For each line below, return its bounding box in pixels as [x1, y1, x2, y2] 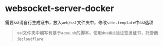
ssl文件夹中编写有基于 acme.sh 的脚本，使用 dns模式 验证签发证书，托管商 [17, 30, 159, 35]
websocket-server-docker [5, 3, 114, 14]
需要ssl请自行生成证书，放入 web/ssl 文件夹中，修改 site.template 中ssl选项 [5, 19, 154, 25]
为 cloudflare [17, 36, 44, 42]
